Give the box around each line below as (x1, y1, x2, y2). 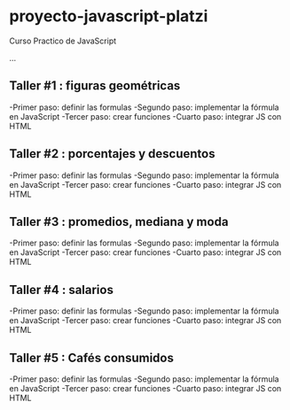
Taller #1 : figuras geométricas (9, 78, 181, 94)
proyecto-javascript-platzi (9, 6, 208, 27)
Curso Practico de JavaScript (9, 35, 117, 46)
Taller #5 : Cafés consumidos (9, 350, 175, 365)
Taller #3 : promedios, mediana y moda (9, 214, 229, 229)
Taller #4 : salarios (9, 282, 114, 298)
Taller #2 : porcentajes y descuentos (9, 146, 216, 161)
